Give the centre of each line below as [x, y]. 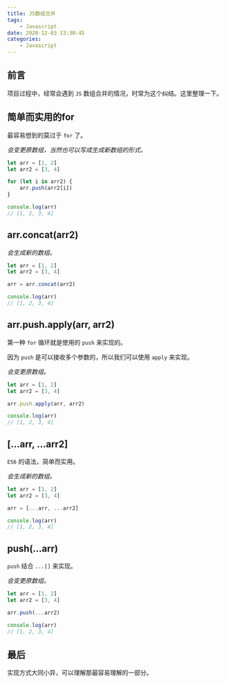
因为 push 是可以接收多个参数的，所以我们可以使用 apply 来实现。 [100, 357]
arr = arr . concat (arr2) [41, 285]
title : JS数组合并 [32, 13]
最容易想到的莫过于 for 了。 [47, 135]
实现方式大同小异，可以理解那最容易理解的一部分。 [80, 673]
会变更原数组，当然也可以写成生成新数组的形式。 [77, 150]
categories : [24, 39]
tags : [15, 20]
